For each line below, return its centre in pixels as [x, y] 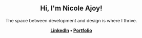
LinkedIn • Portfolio [71, 30]
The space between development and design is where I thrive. [71, 20]
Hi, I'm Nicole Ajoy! [71, 8]
